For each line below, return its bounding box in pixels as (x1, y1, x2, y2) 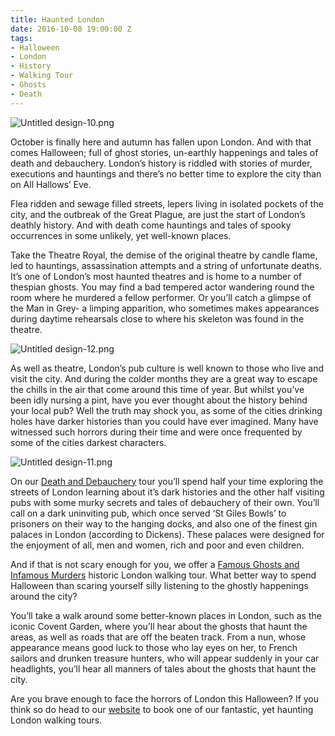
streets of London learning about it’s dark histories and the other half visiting (10, 486, 325, 498)
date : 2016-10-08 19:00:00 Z (10, 24, 132, 34)
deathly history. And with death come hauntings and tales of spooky (10, 219, 292, 231)
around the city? (10, 590, 78, 602)
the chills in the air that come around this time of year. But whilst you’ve (10, 383, 305, 395)
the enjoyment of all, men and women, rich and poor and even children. (10, 539, 305, 551)
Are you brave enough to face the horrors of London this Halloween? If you (10, 692, 320, 705)
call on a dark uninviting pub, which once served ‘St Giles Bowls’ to (10, 507, 287, 519)
